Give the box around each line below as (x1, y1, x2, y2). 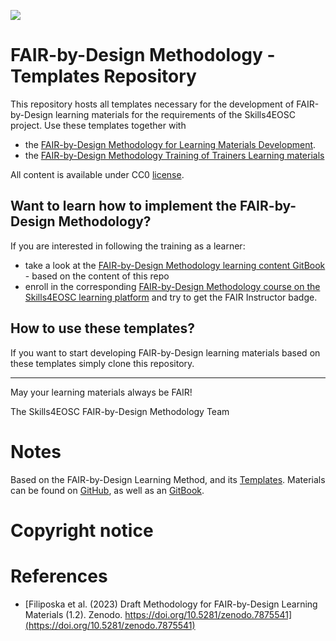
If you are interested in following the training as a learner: (10, 240, 246, 252)
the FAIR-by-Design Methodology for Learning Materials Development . (24, 138, 317, 150)
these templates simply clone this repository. (10, 357, 195, 369)
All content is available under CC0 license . (10, 168, 185, 180)
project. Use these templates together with (10, 119, 187, 131)
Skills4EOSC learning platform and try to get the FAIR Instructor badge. (24, 291, 318, 303)
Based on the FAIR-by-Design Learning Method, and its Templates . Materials (10, 473, 326, 485)
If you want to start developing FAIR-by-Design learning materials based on (10, 346, 321, 359)
